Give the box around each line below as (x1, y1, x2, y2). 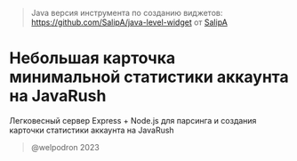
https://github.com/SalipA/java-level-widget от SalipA (30, 17, 229, 28)
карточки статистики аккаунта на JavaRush (9, 125, 175, 135)
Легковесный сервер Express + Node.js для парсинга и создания (9, 115, 257, 125)
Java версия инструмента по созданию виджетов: (30, 8, 223, 18)
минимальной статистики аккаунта (9, 67, 289, 87)
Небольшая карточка (9, 48, 176, 68)
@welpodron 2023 (30, 141, 100, 152)
